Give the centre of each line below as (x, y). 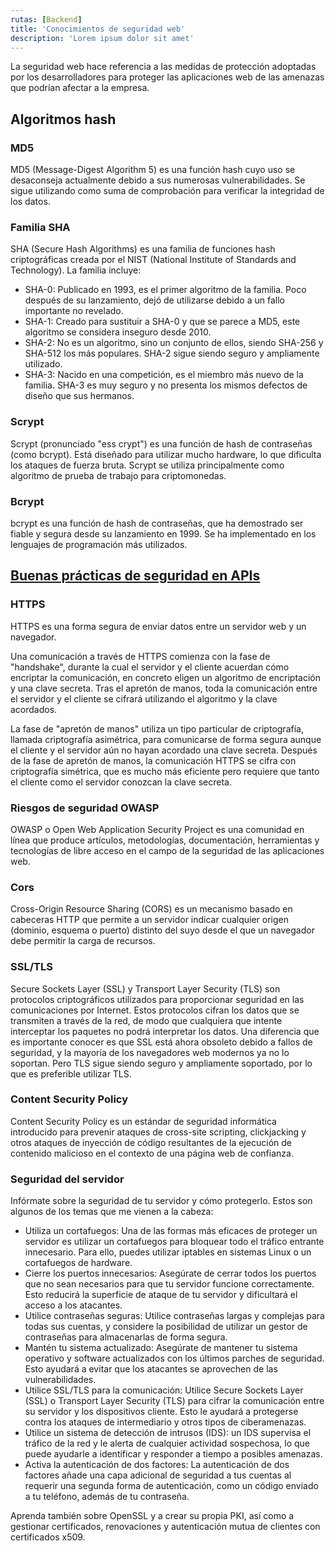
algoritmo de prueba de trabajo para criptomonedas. (118, 475)
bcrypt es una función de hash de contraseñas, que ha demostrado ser (157, 523)
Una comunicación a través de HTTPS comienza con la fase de (140, 656)
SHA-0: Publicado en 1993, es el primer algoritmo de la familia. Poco (165, 290)
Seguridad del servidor (67, 1179)
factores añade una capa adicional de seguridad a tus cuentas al (158, 1475)
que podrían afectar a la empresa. (80, 88)
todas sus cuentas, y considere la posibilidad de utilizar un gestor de (166, 1327)
